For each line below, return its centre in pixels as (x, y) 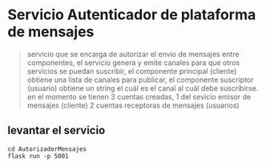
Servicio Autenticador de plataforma (132, 15)
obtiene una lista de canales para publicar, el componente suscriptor (140, 79)
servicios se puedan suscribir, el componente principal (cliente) (132, 71)
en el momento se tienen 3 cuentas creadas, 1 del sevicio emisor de (139, 96)
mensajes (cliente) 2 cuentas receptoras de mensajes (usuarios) (133, 105)
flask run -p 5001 (38, 156)
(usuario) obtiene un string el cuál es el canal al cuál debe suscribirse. (143, 88)
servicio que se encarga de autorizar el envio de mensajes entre (133, 54)
